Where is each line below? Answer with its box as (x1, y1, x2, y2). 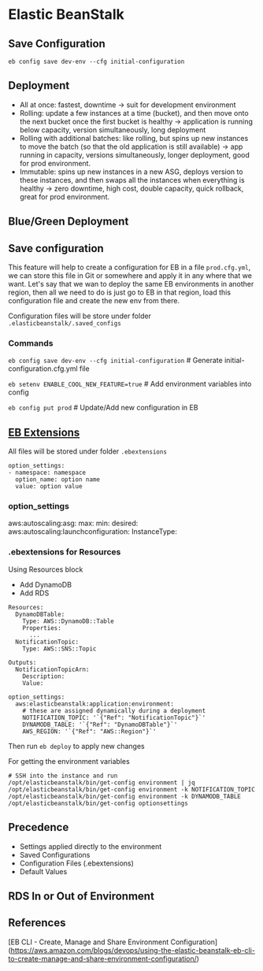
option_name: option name (15, 476, 101, 484)
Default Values (19, 866, 68, 876)
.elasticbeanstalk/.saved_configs (8, 320, 122, 328)
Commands (8, 337, 54, 348)
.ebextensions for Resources (8, 547, 121, 558)
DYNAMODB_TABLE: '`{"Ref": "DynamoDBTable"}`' (22, 721, 178, 728)
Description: (22, 672, 65, 680)
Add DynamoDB (19, 580, 72, 589)
